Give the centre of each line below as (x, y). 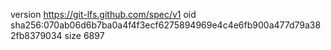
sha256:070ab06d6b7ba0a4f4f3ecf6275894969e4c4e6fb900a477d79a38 (166, 25)
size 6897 (84, 35)
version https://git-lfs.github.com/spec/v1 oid (103, 14)
